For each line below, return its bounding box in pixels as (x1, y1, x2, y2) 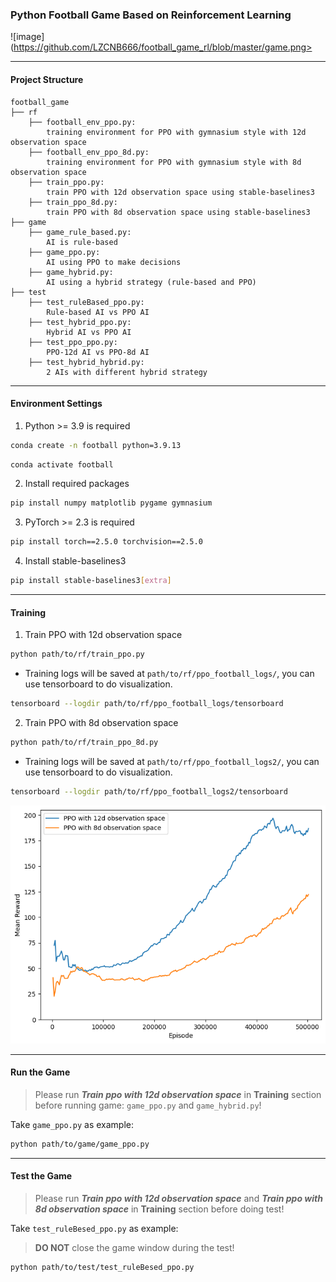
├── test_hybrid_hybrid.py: (28, 357, 145, 367)
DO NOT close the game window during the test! (34, 1241, 235, 1253)
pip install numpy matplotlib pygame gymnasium (10, 498, 213, 508)
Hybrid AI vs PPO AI (46, 327, 132, 337)
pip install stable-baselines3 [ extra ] (10, 576, 172, 586)
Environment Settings (10, 398, 103, 410)
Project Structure (10, 73, 84, 85)
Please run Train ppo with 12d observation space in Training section (34, 1088, 322, 1100)
